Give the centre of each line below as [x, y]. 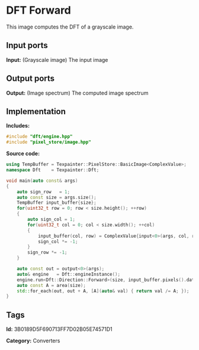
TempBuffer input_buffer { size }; [57, 203]
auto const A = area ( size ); [51, 285]
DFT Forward [38, 10]
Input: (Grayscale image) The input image [57, 59]
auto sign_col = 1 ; [52, 219]
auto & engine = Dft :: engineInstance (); [68, 274]
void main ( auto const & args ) [42, 181]
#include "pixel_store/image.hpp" [49, 142]
